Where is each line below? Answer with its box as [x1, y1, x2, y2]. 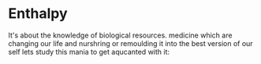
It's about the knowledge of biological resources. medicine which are [8, 30, 233, 40]
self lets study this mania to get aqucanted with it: [8, 47, 170, 56]
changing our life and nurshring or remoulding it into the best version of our [8, 38, 254, 48]
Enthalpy [8, 5, 69, 23]
